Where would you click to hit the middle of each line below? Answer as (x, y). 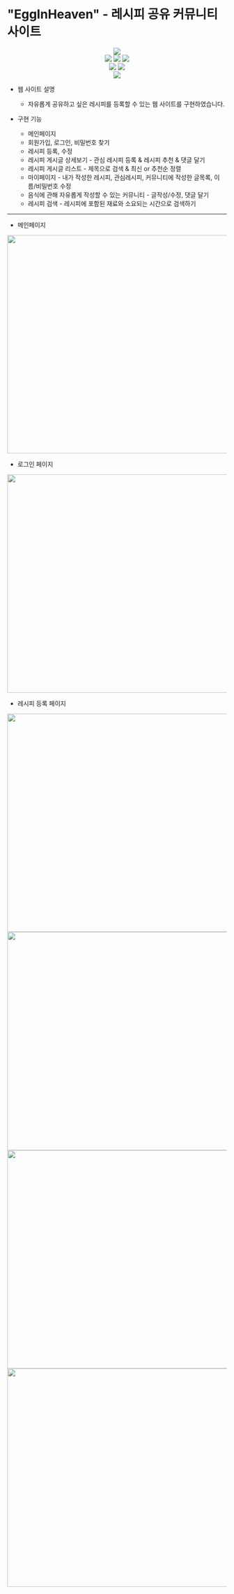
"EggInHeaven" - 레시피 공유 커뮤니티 (112, 14)
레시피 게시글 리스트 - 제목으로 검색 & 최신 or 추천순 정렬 (104, 168)
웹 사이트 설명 (36, 89)
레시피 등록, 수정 (50, 151)
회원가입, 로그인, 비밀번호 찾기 (69, 142)
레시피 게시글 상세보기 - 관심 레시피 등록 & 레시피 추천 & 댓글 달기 (116, 160)
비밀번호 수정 (54, 186)
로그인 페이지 (35, 464)
